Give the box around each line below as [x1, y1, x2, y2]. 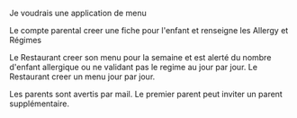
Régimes [9, 35, 42, 45]
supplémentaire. [9, 98, 70, 109]
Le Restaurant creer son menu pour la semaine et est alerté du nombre [9, 52, 272, 62]
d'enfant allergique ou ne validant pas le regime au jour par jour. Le [9, 62, 258, 72]
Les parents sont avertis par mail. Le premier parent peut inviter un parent [9, 89, 283, 99]
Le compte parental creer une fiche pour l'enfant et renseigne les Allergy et [9, 25, 289, 35]
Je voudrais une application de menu [9, 8, 147, 18]
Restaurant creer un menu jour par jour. [9, 71, 156, 82]
